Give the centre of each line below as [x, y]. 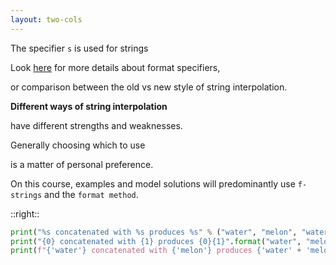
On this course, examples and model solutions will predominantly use [153, 183]
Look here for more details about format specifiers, [115, 67]
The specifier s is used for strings [79, 48]
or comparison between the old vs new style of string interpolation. [149, 87]
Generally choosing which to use [78, 145]
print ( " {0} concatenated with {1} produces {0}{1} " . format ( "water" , [156, 241]
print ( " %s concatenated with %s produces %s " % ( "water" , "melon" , [154, 232]
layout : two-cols [46, 19]
